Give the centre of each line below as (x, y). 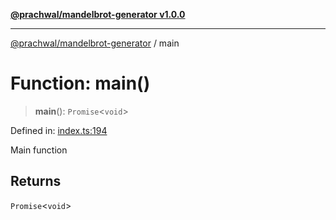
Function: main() (80, 83)
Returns (36, 181)
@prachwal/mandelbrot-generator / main (95, 43)
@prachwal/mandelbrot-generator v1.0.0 (98, 14)
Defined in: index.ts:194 (59, 130)
